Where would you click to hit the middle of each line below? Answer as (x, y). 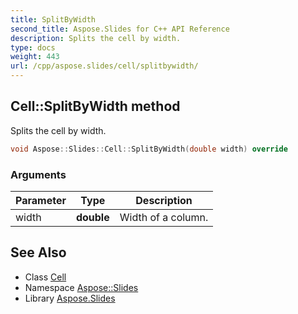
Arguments (38, 174)
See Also (38, 252)
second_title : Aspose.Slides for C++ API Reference (120, 29)
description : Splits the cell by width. (96, 38)
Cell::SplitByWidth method (95, 106)
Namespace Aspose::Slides (81, 287)
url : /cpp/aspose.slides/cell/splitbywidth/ (104, 66)
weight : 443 (35, 57)
